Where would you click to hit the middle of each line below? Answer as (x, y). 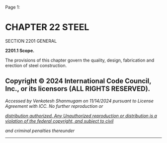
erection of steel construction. (36, 65)
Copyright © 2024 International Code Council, (78, 81)
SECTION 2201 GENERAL (31, 41)
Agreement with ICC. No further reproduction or (54, 106)
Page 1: (13, 7)
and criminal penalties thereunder (40, 131)
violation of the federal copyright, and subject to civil (59, 121)
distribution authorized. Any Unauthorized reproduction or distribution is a (81, 116)
